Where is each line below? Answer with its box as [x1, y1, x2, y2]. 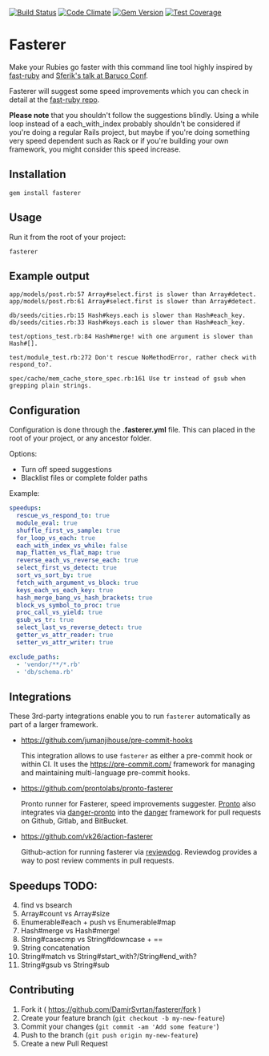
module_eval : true [16, 518, 78, 527]
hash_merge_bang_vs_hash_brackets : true [16, 594, 153, 602]
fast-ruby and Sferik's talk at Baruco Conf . [9, 71, 149, 80]
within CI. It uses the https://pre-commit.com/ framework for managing [20, 759, 255, 770]
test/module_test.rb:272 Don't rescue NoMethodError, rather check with [9, 354, 257, 362]
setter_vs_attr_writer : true [16, 638, 114, 646]
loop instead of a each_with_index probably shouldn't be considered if [9, 119, 241, 128]
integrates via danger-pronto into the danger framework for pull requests [20, 807, 262, 818]
